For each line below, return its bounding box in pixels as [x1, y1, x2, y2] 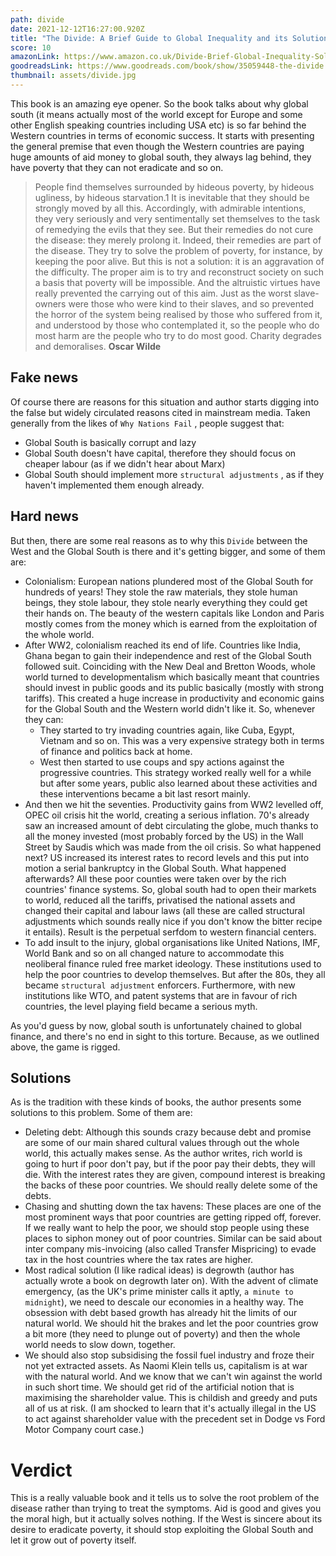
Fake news [10, 369, 79, 386]
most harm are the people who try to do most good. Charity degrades [34, 329, 322, 341]
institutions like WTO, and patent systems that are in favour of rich [24, 989, 298, 1001]
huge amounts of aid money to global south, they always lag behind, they [10, 151, 312, 163]
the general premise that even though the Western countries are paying [10, 140, 305, 152]
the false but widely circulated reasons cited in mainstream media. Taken [10, 406, 311, 418]
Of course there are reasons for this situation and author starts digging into [10, 396, 320, 408]
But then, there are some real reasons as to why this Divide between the [10, 534, 308, 546]
